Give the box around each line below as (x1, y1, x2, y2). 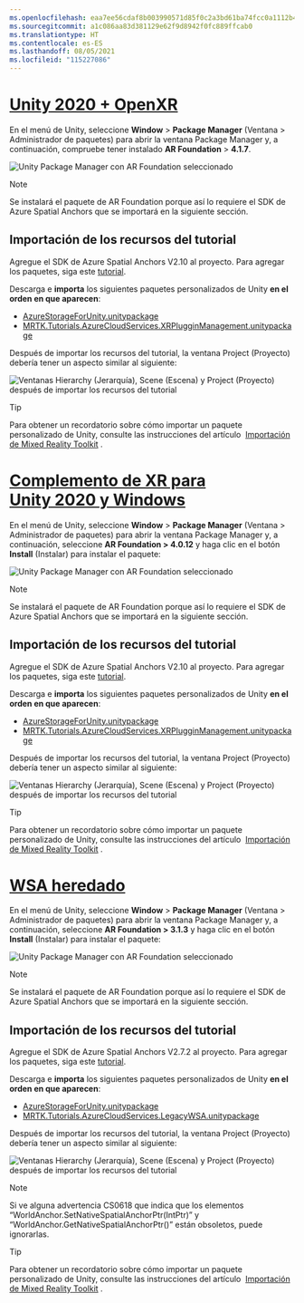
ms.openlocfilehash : (9, 13, 88, 23)
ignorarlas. (9, 1229, 50, 1240)
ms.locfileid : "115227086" (9, 55, 111, 64)
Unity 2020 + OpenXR (9, 94, 178, 115)
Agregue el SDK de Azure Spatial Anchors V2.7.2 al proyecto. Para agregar (9, 1047, 288, 1057)
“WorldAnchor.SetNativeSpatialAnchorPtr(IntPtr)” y (9, 1210, 200, 1221)
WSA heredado (9, 875, 126, 895)
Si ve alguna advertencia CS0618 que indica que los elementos (9, 1200, 244, 1211)
